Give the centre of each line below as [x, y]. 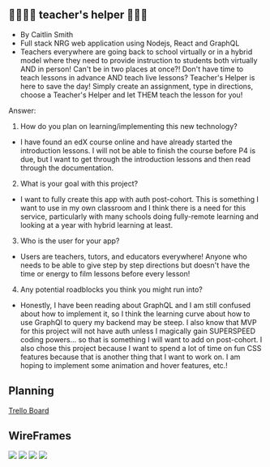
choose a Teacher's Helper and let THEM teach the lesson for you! [131, 95]
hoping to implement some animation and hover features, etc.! [124, 365]
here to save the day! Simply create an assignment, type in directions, [137, 86]
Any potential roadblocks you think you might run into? [111, 289]
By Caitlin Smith [47, 34]
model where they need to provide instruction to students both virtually [139, 60]
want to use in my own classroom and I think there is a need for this [133, 208]
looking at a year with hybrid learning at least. [96, 225]
